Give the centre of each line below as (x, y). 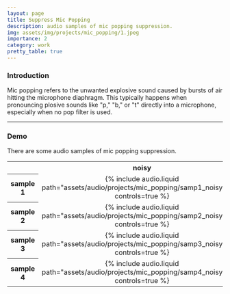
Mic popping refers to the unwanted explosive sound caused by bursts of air (115, 90)
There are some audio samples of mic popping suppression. (92, 151)
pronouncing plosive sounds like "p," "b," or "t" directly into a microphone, (112, 105)
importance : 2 (27, 39)
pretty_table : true (35, 52)
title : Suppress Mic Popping (49, 20)
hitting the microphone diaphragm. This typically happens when (97, 98)
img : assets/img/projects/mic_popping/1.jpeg (73, 32)
